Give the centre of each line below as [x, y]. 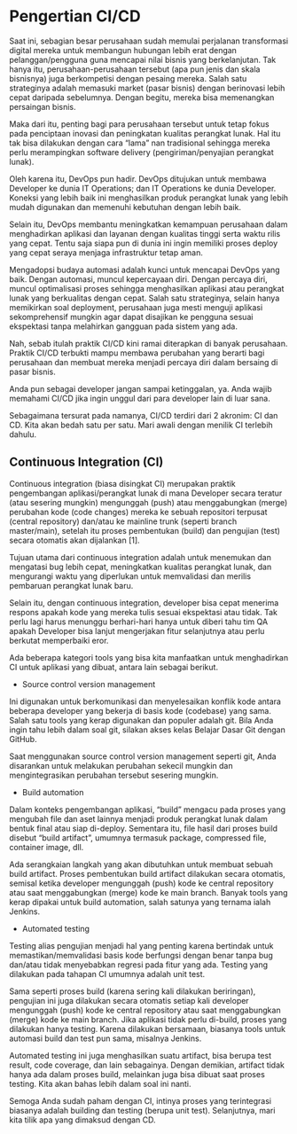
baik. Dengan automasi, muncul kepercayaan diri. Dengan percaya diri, [138, 279]
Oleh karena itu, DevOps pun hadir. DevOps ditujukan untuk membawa [138, 178]
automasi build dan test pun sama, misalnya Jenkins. [106, 1038]
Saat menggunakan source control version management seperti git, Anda [143, 756]
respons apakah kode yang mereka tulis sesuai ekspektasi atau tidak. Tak [143, 612]
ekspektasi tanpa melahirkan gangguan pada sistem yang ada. [123, 326]
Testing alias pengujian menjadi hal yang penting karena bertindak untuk [141, 945]
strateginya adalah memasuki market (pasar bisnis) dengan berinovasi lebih [147, 88]
